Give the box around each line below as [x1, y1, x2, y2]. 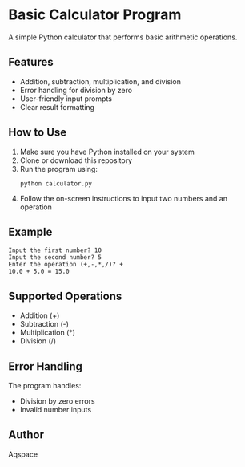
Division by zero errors [19, 396, 95, 406]
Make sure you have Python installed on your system [19, 147, 195, 156]
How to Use [8, 126, 67, 140]
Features [8, 55, 54, 69]
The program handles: [8, 381, 82, 390]
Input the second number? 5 [8, 254, 102, 262]
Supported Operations [8, 289, 122, 303]
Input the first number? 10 [8, 246, 102, 254]
